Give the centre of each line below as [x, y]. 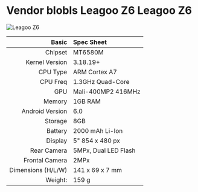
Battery [57, 130]
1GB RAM [87, 101]
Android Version [44, 111]
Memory [55, 101]
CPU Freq [54, 82]
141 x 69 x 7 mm [98, 170]
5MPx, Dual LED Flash [104, 150]
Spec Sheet [90, 42]
